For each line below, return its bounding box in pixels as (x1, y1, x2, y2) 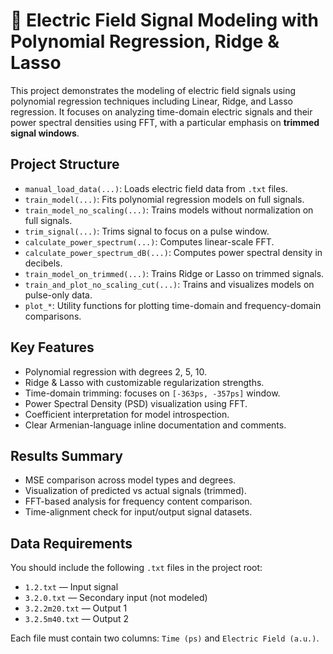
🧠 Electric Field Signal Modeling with (10, 9, 319, 32)
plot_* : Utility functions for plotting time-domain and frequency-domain (24, 299, 322, 311)
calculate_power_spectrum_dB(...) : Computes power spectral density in (24, 246, 323, 258)
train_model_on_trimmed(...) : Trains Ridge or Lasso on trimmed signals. (24, 267, 325, 279)
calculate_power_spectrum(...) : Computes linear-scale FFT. (24, 235, 275, 248)
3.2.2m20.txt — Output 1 (24, 602, 128, 614)
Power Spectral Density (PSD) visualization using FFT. (24, 397, 248, 409)
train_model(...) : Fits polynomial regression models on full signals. (24, 193, 305, 205)
